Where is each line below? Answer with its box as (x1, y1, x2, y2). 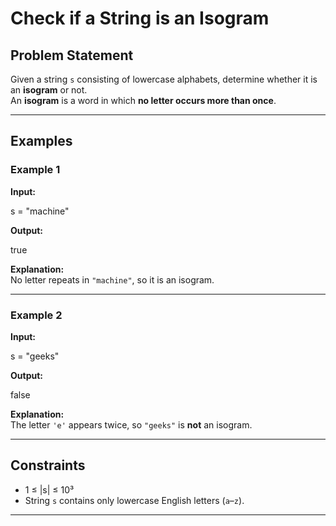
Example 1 (10, 163, 61, 177)
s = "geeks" (10, 350, 60, 362)
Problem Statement (10, 47, 134, 64)
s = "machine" (10, 205, 70, 217)
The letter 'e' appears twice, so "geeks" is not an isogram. (10, 418, 253, 431)
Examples (10, 133, 73, 150)
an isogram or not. (10, 84, 88, 96)
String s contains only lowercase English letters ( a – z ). (24, 494, 245, 506)
